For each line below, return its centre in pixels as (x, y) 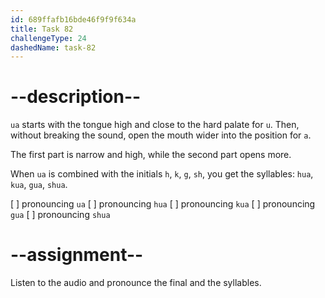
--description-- (76, 97)
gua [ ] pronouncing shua (60, 215)
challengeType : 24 (48, 38)
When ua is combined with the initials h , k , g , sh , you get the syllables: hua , (162, 174)
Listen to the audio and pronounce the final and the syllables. (136, 283)
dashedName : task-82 (53, 47)
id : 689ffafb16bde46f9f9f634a (73, 19)
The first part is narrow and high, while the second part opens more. (151, 155)
